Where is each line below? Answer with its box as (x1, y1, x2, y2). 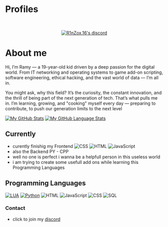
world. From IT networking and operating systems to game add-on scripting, (5, 69, 163, 75)
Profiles (5, 4, 39, 15)
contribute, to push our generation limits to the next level (5, 105, 122, 111)
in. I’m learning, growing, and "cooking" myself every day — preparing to (5, 100, 156, 106)
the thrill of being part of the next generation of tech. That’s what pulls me (5, 95, 158, 101)
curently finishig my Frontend (12, 143, 74, 149)
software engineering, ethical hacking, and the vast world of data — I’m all (5, 74, 159, 81)
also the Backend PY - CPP (12, 148, 69, 154)
